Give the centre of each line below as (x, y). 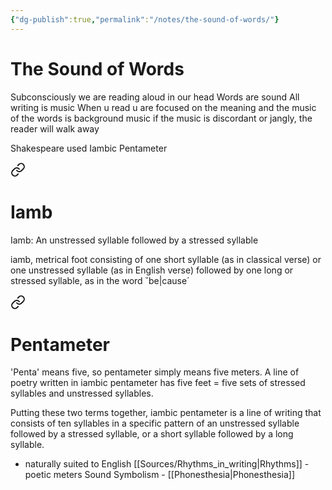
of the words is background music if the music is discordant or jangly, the (161, 118)
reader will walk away (55, 128)
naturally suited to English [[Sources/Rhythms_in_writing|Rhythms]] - (167, 464)
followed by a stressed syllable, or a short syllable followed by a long (152, 434)
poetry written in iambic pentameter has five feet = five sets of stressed (158, 383)
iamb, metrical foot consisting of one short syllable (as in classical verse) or (166, 259)
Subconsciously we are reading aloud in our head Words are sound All (155, 97)
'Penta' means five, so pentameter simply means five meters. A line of (155, 372)
